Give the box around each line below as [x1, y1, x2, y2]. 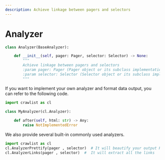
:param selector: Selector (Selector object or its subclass [23, 72, 151, 77]
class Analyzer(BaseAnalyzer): [5, 45, 69, 50]
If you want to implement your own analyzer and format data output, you [5, 85, 152, 91]
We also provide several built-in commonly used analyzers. [5, 131, 125, 138]
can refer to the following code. [5, 91, 69, 96]
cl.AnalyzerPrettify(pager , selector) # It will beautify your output [5, 146, 157, 151]
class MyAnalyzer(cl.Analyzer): [5, 109, 71, 114]
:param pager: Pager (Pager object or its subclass [23, 67, 131, 72]
